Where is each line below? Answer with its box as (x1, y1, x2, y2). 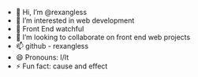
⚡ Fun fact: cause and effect (15, 61, 108, 71)
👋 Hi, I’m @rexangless (15, 8, 88, 16)
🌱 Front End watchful (15, 24, 84, 33)
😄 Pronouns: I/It (15, 53, 69, 62)
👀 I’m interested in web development (15, 16, 135, 25)
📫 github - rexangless (15, 42, 89, 50)
